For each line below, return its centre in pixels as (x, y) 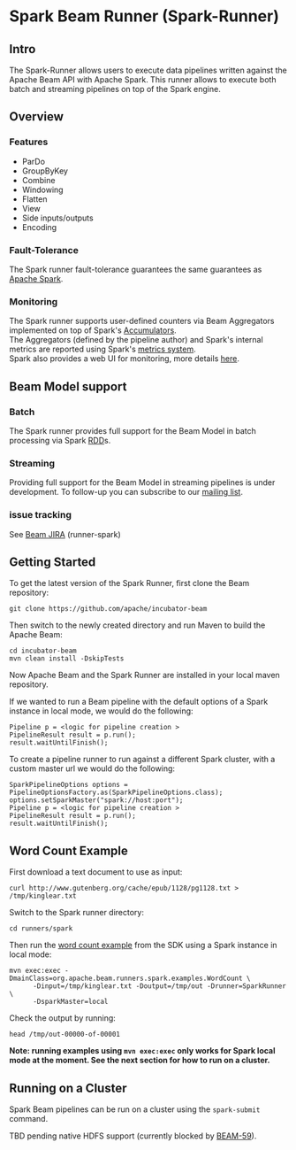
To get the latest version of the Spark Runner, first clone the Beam (129, 583)
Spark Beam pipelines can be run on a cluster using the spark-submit (135, 1109)
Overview (37, 117)
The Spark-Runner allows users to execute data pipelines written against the (148, 70)
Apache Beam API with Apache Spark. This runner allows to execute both (143, 80)
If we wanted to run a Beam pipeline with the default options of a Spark (139, 702)
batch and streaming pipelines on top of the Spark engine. (115, 89)
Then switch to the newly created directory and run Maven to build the (137, 625)
